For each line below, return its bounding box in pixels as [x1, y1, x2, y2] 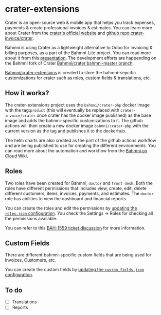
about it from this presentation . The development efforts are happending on [5, 55, 157, 61]
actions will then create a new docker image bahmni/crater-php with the [5, 123, 149, 128]
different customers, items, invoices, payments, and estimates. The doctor [5, 190, 154, 196]
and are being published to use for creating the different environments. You [5, 143, 156, 148]
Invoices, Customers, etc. [5, 257, 56, 263]
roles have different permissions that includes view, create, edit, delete [5, 185, 147, 191]
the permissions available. [5, 215, 57, 221]
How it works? [5, 89, 50, 97]
